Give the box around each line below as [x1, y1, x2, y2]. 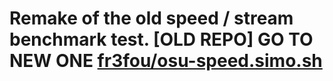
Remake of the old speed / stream [9, 7, 294, 30]
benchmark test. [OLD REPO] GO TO [9, 28, 314, 51]
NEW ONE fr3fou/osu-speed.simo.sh [9, 50, 323, 72]
